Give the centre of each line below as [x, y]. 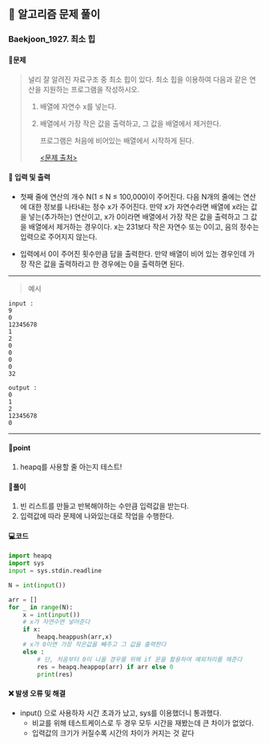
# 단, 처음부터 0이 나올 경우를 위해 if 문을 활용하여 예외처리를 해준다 [140, 659]
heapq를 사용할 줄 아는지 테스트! [71, 467]
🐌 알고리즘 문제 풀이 [54, 14]
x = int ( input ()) [52, 615]
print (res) [55, 674]
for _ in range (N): [41, 607]
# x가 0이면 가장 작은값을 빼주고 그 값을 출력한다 [94, 645]
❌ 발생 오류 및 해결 [37, 694]
